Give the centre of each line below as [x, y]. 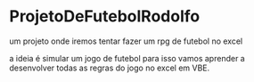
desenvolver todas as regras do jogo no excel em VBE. [110, 68]
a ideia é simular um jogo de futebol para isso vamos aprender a [127, 58]
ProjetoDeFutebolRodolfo [105, 16]
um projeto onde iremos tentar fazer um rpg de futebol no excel [126, 41]
